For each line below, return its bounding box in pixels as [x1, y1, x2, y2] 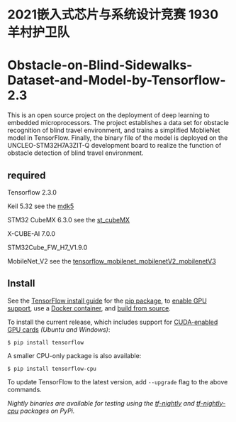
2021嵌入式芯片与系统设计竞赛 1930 [7, 6, 219, 23]
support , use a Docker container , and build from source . [7, 303, 172, 313]
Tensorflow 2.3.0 [7, 188, 57, 196]
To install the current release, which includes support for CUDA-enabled [7, 318, 218, 326]
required [7, 169, 46, 181]
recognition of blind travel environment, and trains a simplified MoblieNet [7, 126, 220, 135]
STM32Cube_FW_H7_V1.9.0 [7, 243, 88, 251]
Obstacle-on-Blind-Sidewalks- [7, 58, 193, 73]
